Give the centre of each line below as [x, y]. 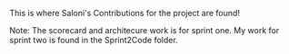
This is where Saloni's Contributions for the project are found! [125, 13]
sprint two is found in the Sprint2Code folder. [94, 40]
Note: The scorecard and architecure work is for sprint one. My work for [144, 30]
